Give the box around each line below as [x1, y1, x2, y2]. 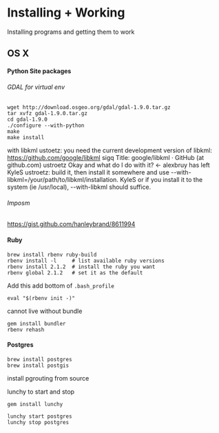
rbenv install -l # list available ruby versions [7, 257, 165, 264]
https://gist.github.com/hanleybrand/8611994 [7, 220, 136, 228]
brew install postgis [7, 362, 70, 369]
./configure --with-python [7, 122, 85, 129]
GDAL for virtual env [7, 83, 65, 91]
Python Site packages [7, 67, 72, 75]
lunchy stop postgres [7, 419, 70, 425]
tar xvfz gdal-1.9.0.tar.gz [7, 110, 88, 117]
